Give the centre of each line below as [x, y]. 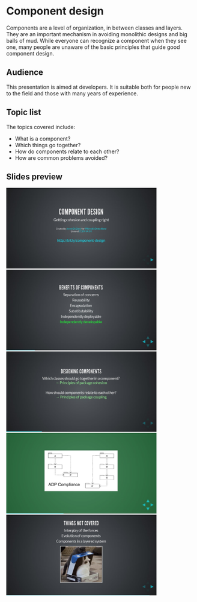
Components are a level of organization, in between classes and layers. [95, 28]
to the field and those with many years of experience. [72, 93]
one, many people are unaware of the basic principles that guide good [93, 47]
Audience [25, 73]
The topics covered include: [41, 127]
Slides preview [35, 176]
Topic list [24, 112]
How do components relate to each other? [67, 151]
